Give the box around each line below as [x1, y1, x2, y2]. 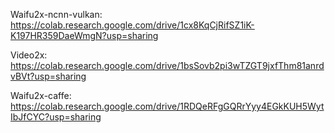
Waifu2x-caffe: [10, 90, 72, 101]
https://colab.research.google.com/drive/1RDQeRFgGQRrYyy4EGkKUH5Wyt [10, 100, 325, 112]
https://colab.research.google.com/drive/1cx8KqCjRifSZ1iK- [10, 19, 255, 31]
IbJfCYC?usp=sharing [10, 111, 102, 123]
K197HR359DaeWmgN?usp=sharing [10, 30, 159, 41]
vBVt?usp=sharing [10, 70, 87, 82]
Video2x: [10, 49, 48, 61]
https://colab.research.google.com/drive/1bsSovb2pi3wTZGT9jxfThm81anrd [10, 60, 325, 71]
